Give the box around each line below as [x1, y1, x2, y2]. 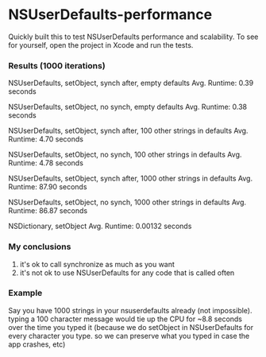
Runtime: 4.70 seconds [8, 134, 83, 144]
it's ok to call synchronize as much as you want [19, 259, 175, 269]
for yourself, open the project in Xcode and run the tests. [8, 40, 194, 49]
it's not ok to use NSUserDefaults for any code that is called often [19, 268, 235, 277]
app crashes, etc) [8, 340, 66, 349]
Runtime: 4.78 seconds [8, 158, 83, 168]
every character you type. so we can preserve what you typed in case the [8, 331, 250, 340]
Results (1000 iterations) [8, 60, 106, 71]
